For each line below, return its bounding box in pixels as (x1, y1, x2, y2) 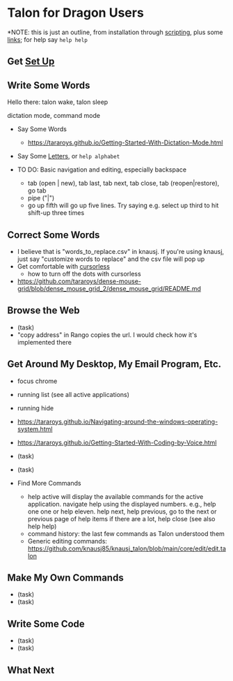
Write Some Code (7, 618, 85, 629)
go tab (27, 186, 47, 195)
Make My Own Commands (7, 571, 124, 583)
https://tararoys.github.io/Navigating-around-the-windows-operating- (17, 417, 218, 426)
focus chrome (17, 377, 58, 385)
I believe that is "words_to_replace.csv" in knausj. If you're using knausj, (17, 247, 225, 255)
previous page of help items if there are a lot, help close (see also (27, 514, 216, 523)
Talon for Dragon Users (7, 5, 144, 21)
